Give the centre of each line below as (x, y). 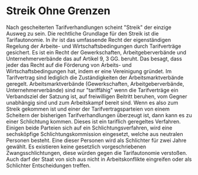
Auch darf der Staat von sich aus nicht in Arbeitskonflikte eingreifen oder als (99, 159)
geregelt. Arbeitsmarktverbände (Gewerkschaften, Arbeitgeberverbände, (95, 83)
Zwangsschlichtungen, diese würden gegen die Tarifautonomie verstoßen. (97, 153)
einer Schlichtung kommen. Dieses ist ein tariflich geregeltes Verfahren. (94, 121)
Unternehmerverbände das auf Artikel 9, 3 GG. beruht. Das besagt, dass (94, 59)
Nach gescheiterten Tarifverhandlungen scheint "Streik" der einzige (89, 27)
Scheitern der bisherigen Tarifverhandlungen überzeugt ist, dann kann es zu (99, 115)
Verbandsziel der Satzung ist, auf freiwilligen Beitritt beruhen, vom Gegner (97, 96)
